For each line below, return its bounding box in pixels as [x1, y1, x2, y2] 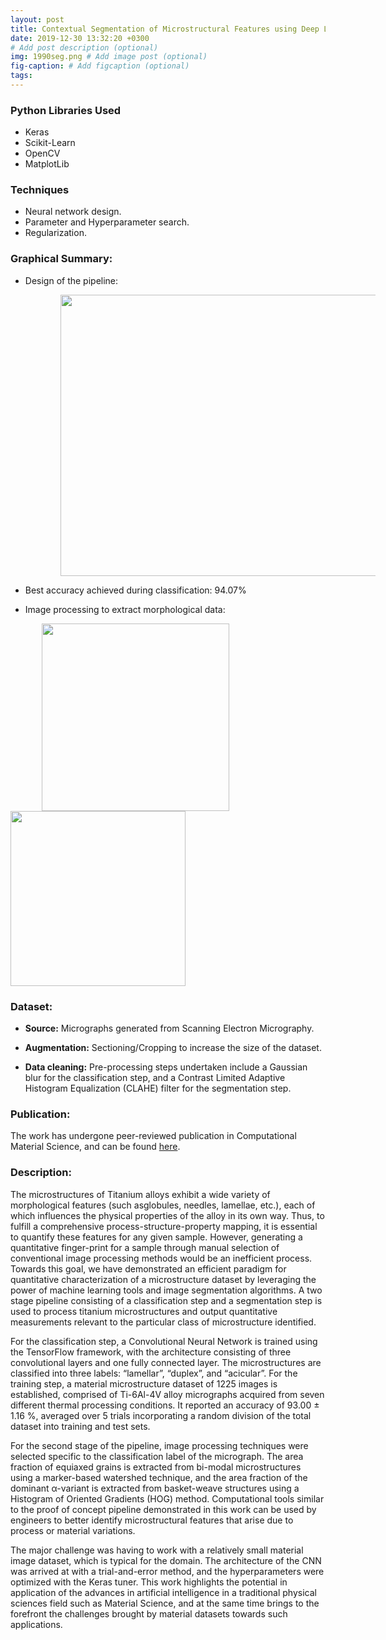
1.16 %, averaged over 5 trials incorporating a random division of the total [10, 1409, 312, 1421]
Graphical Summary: [10, 252, 113, 266]
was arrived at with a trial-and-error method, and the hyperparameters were [10, 1565, 325, 1577]
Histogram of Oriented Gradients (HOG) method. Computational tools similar [10, 1492, 325, 1505]
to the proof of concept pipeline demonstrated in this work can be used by [10, 1503, 317, 1515]
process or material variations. [10, 1524, 136, 1536]
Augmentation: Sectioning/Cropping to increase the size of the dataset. [24, 1042, 322, 1054]
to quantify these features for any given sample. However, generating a [10, 1231, 303, 1243]
